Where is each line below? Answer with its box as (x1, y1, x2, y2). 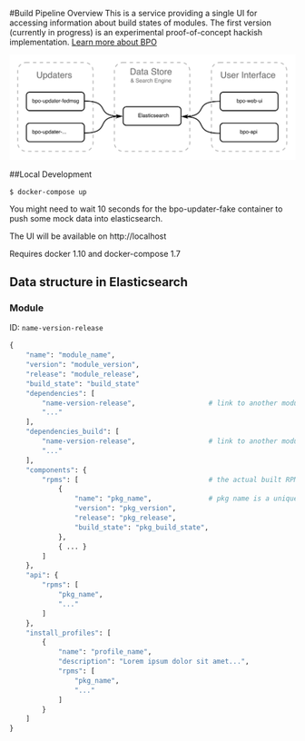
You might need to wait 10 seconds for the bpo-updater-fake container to (9, 203, 283, 214)
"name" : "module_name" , (25, 351, 116, 360)
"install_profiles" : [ (25, 628, 112, 637)
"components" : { (25, 465, 88, 475)
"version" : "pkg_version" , (74, 504, 177, 513)
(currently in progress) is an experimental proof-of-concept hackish (9, 27, 263, 37)
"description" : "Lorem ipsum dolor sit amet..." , (57, 657, 250, 667)
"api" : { (25, 571, 59, 580)
